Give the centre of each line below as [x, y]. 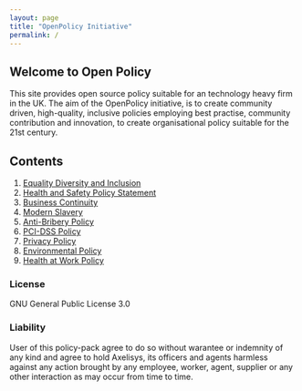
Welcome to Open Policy [81, 72]
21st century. [34, 132]
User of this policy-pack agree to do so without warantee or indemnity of [146, 347]
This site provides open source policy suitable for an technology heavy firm [151, 94]
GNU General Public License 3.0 [70, 304]
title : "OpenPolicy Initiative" [71, 26]
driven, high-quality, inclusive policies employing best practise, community [150, 113]
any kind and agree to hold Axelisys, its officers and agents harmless [139, 357]
